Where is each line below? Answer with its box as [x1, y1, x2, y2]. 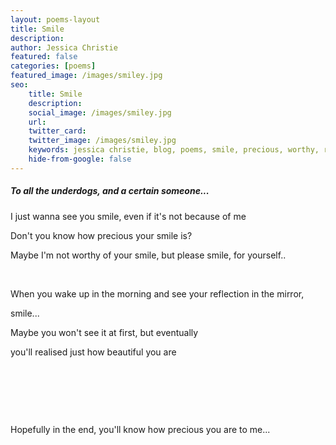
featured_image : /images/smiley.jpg [10, 71, 163, 81]
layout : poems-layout [10, 14, 101, 25]
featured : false [10, 52, 78, 62]
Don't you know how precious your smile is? [10, 229, 193, 241]
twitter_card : [28, 126, 87, 136]
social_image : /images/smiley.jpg [28, 107, 172, 118]
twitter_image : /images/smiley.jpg [28, 136, 177, 146]
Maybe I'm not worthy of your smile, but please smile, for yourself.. [10, 249, 287, 261]
